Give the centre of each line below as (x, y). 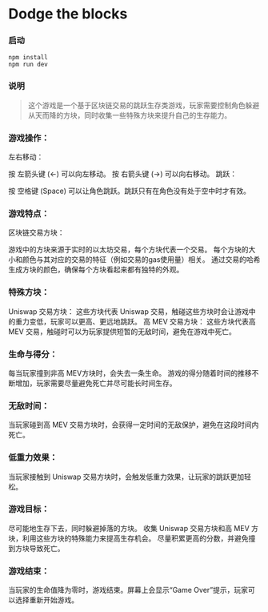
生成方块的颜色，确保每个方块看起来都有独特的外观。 (96, 270)
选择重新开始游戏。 (46, 600)
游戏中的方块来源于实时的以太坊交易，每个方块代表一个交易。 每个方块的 (128, 250)
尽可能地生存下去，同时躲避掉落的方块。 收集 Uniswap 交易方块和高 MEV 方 (133, 528)
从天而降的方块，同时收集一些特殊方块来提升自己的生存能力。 (130, 115)
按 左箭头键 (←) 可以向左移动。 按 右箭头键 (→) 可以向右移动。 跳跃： (123, 174)
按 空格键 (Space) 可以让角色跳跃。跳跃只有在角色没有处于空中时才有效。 (129, 191)
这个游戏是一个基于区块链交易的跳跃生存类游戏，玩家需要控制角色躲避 (144, 105)
